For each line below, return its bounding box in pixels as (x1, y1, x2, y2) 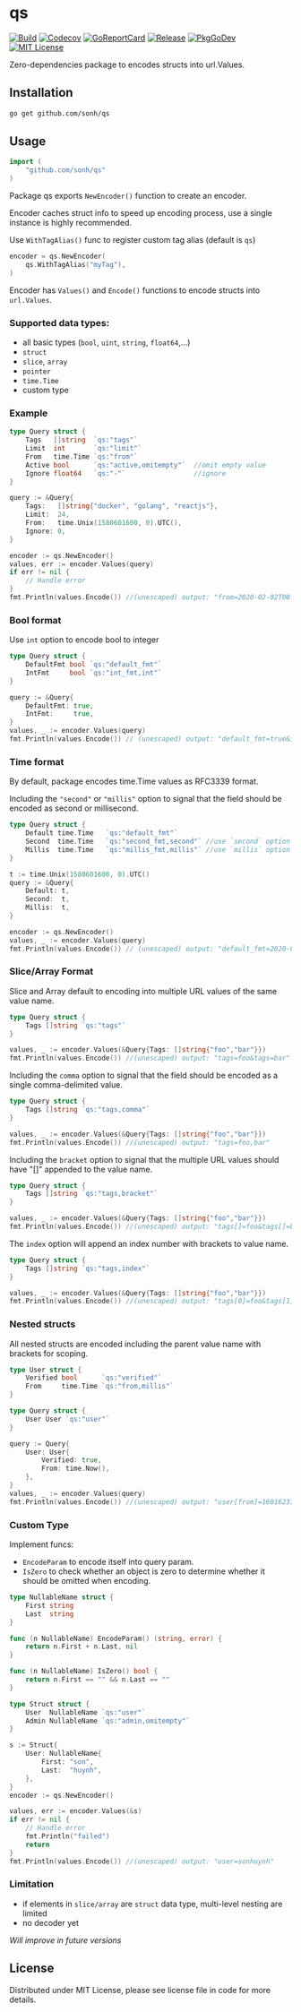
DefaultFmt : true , (25, 701, 94, 710)
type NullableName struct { (9, 1593, 115, 1602)
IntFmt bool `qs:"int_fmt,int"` (25, 668, 163, 677)
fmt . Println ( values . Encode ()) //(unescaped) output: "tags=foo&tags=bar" (9, 1053, 291, 1063)
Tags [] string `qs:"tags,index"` (25, 1264, 150, 1273)
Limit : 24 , (25, 510, 70, 520)
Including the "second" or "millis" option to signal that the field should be (9, 794, 282, 804)
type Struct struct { (9, 1699, 90, 1708)
